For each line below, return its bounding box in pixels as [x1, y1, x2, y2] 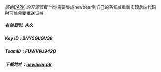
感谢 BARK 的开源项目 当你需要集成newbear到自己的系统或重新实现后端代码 [5, 4, 156, 10]
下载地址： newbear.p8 [5, 61, 52, 67]
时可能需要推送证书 [5, 10, 44, 16]
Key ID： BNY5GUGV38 [5, 35, 53, 41]
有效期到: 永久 [5, 22, 33, 28]
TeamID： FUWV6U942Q [5, 48, 56, 54]
